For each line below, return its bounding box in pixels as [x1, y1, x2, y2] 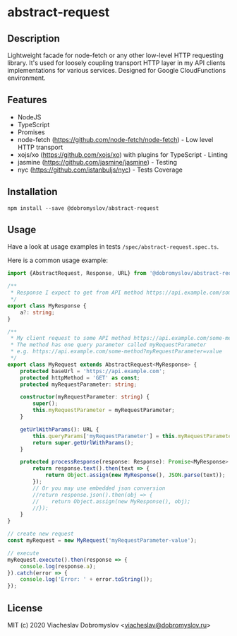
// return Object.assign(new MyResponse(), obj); [32, 497, 191, 505]
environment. [7, 73, 46, 82]
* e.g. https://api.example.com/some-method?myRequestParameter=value [10, 348, 222, 355]
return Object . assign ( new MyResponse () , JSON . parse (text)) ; [44, 471, 226, 479]
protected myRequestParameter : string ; [20, 381, 138, 388]
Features [7, 94, 47, 106]
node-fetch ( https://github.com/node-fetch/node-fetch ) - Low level [17, 135, 214, 143]
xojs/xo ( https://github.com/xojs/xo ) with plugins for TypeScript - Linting [17, 150, 228, 159]
